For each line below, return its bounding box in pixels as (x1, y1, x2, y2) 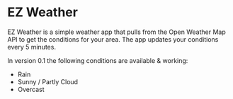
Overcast (17, 85, 45, 93)
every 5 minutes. (7, 42, 57, 51)
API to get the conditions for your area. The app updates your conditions (7, 35, 219, 43)
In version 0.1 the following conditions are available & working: (7, 56, 188, 64)
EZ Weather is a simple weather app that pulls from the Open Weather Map (7, 28, 226, 36)
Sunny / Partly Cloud (17, 77, 79, 86)
